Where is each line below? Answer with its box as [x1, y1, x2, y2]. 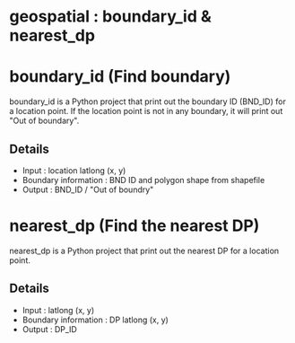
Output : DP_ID [22, 323, 78, 334]
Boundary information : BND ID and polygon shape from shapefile [22, 174, 265, 185]
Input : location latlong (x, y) [22, 164, 126, 176]
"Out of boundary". [9, 115, 80, 127]
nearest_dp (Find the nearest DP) [9, 215, 260, 236]
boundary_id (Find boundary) [9, 66, 231, 87]
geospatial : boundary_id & [9, 6, 213, 27]
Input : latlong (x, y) [22, 304, 95, 315]
